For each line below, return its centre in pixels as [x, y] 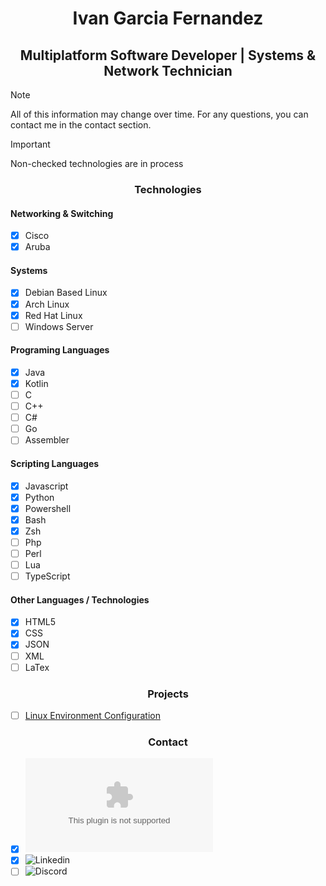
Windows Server [59, 326]
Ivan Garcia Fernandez [168, 18]
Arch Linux [47, 304]
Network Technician [168, 70]
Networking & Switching [62, 213]
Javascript [46, 486]
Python [39, 497]
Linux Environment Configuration [92, 715]
